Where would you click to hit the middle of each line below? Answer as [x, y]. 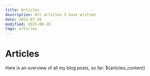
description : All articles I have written [51, 15]
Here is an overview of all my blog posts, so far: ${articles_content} [75, 68]
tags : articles [21, 29]
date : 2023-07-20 [23, 19]
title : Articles [22, 10]
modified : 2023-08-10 [28, 24]
